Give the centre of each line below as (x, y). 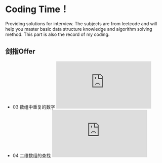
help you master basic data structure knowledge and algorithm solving (79, 29)
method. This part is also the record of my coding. (57, 34)
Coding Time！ (37, 9)
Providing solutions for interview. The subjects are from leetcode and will (81, 23)
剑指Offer (20, 52)
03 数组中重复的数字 (34, 107)
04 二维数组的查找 (32, 155)
